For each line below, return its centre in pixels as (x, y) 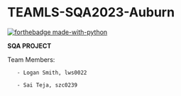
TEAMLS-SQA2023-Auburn (91, 12)
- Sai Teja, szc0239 (47, 85)
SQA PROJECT (29, 46)
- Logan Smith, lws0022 (52, 73)
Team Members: (31, 59)
